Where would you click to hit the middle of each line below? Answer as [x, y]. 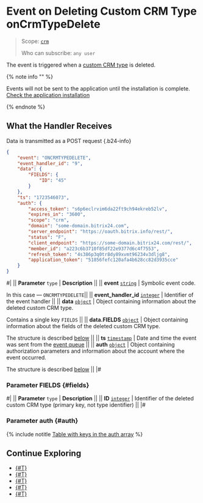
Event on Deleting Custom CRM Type [101, 11]
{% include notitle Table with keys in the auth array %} [75, 434]
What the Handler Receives [59, 126]
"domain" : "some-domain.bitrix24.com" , [79, 226]
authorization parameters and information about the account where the [95, 351]
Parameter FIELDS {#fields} [48, 385]
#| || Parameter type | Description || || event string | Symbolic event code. [101, 283]
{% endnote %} [26, 107]
